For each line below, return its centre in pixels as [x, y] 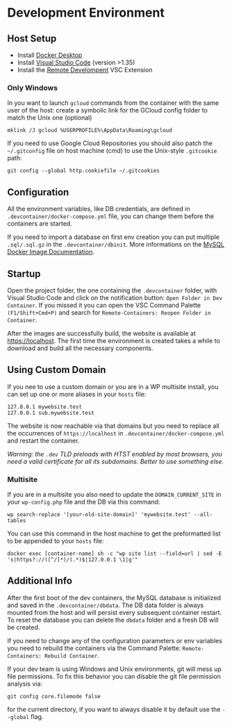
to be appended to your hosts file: [56, 541]
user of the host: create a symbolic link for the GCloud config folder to [108, 110]
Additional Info [40, 581]
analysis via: [25, 684]
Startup [24, 273]
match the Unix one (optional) [50, 118]
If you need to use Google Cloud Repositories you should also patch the [110, 143]
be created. [24, 627]
